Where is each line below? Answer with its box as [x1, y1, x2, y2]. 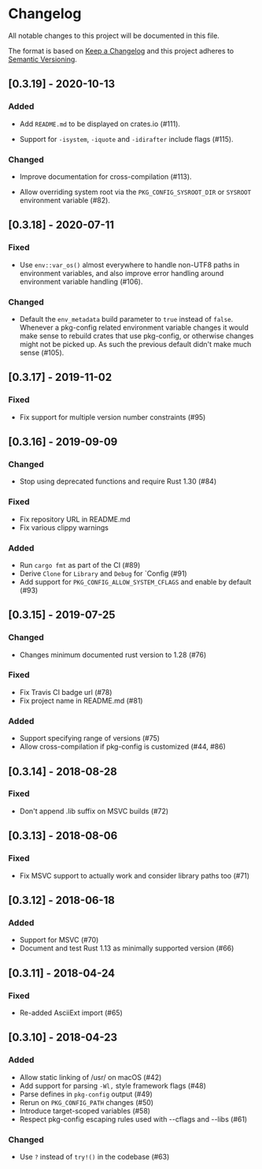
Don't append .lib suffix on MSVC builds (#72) [19, 806, 169, 816]
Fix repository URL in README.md [19, 514, 131, 524]
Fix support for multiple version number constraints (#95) [19, 412, 206, 422]
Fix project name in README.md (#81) [19, 696, 143, 705]
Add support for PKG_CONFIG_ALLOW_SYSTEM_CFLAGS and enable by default [19, 577, 252, 586]
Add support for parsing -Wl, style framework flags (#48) [19, 1081, 207, 1090]
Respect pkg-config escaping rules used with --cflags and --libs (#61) [19, 1114, 248, 1124]
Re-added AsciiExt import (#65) [19, 1007, 124, 1018]
